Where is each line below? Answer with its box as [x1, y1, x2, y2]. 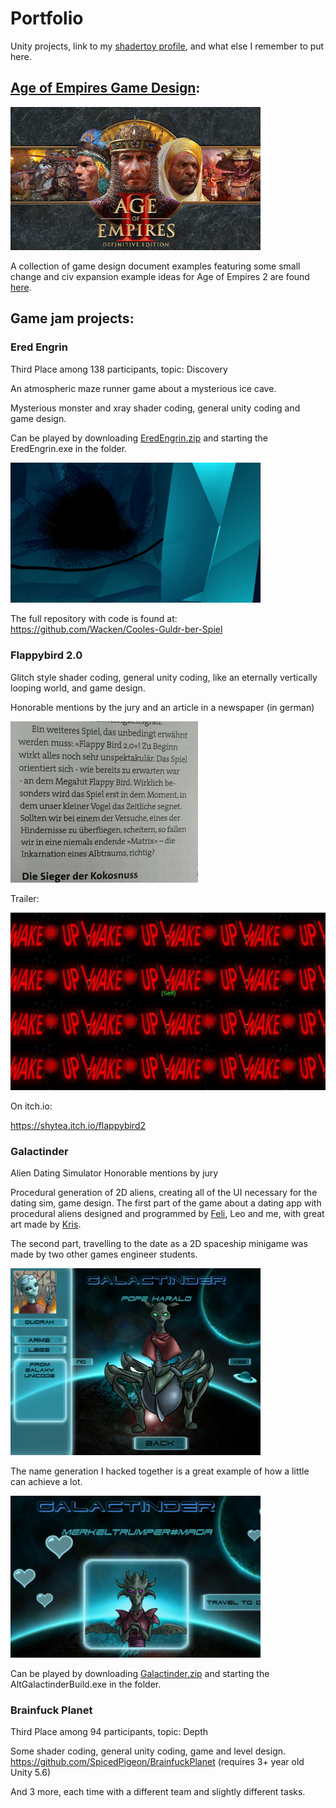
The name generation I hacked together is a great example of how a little [10, 1465, 310, 1477]
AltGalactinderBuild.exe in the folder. [10, 1678, 162, 1691]
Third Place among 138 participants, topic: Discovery [10, 363, 228, 375]
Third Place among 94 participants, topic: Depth [10, 1726, 209, 1738]
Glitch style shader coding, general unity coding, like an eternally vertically [10, 671, 318, 683]
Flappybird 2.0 [10, 648, 83, 662]
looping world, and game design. [10, 682, 146, 694]
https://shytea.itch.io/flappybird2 [10, 1119, 147, 1131]
